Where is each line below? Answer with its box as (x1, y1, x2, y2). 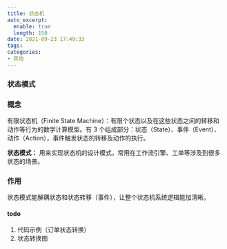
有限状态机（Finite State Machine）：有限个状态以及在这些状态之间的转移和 (7, 116, 219, 124)
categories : (7, 49, 41, 56)
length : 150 (13, 29, 48, 37)
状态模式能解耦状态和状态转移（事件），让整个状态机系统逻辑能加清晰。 (7, 193, 210, 201)
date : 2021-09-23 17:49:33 (7, 36, 85, 43)
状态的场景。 (7, 157, 43, 165)
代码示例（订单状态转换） (17, 225, 90, 234)
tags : (7, 42, 23, 49)
